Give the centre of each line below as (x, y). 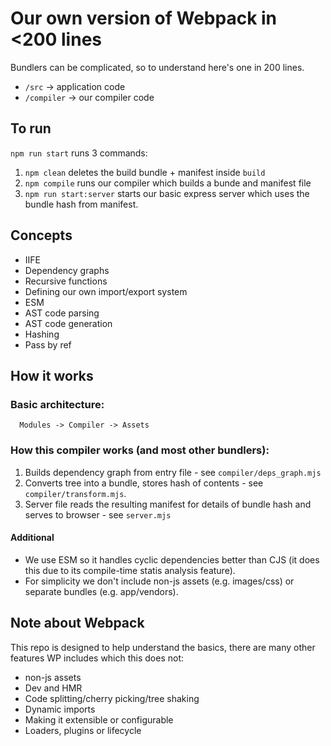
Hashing (42, 334)
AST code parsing (62, 313)
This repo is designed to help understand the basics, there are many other (163, 647)
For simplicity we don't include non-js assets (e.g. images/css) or (159, 581)
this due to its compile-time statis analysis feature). (130, 570)
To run (31, 128)
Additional (32, 538)
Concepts (41, 235)
